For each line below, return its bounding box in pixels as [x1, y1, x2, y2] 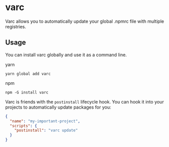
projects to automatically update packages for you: [5, 104, 111, 110]
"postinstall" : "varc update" [14, 128, 78, 133]
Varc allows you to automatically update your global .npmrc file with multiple [5, 18, 164, 24]
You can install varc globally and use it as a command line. [5, 52, 127, 58]
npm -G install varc [5, 90, 49, 95]
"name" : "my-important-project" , [10, 118, 80, 124]
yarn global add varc [5, 71, 51, 76]
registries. [5, 23, 26, 29]
